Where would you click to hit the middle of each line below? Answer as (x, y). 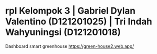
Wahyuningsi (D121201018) (63, 32)
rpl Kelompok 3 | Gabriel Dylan (70, 11)
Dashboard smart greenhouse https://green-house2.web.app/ (70, 46)
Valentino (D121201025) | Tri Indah (79, 21)
